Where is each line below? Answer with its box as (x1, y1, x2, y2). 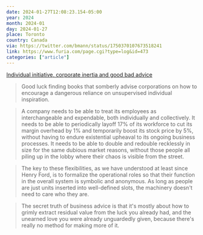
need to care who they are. (21, 190, 90, 198)
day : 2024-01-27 (6, 26, 48, 32)
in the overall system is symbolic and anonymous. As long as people (21, 177, 193, 184)
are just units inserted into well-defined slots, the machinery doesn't (21, 184, 193, 191)
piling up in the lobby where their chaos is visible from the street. (21, 153, 185, 160)
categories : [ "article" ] (6, 54, 69, 60)
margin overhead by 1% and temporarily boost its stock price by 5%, (21, 127, 194, 134)
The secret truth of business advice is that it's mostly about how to (21, 202, 190, 209)
